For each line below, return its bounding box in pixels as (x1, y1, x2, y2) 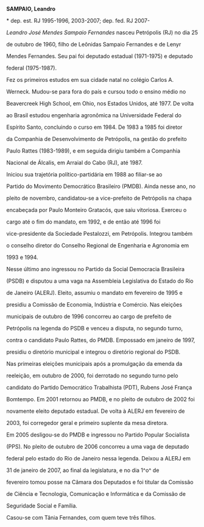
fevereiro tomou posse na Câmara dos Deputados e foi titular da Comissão (6, 479, 194, 485)
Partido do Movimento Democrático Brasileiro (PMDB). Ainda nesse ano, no (6, 183, 196, 190)
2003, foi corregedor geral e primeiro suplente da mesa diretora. (6, 420, 169, 426)
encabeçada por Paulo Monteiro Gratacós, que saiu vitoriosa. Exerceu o (6, 206, 187, 213)
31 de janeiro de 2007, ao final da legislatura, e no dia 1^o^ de (6, 467, 160, 474)
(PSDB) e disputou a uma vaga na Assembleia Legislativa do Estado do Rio (6, 277, 194, 285)
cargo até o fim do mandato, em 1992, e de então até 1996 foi (6, 218, 161, 225)
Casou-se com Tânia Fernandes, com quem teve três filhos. (6, 514, 157, 521)
